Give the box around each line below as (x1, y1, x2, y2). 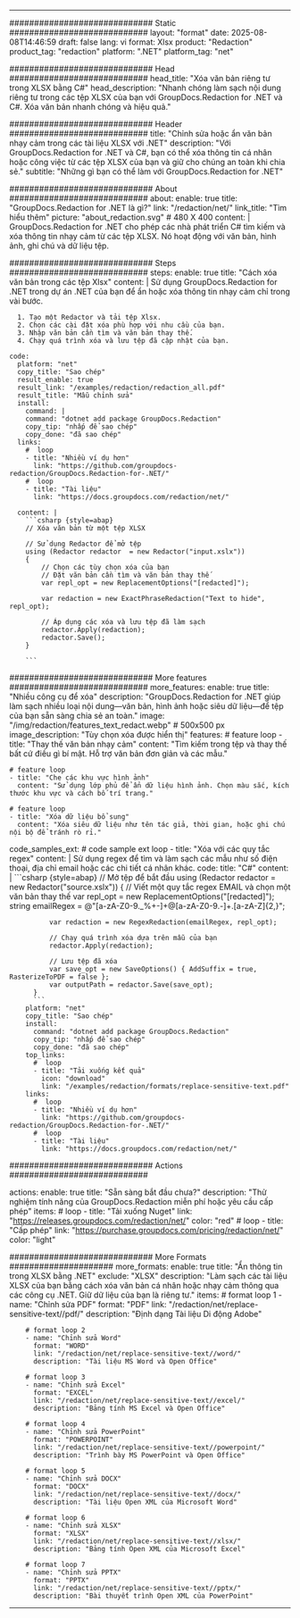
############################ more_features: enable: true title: (9, 682, 270, 692)
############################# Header (9, 119, 183, 129)
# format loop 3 (25, 1372, 87, 1381)
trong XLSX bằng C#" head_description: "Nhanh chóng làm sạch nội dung (9, 82, 281, 93)
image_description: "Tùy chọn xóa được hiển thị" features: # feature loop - (9, 730, 283, 739)
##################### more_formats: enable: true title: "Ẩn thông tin (9, 1261, 283, 1272)
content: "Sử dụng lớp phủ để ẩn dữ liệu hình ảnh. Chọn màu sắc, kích (17, 781, 290, 790)
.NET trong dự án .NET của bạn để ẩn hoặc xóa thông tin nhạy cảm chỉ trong (9, 287, 290, 296)
